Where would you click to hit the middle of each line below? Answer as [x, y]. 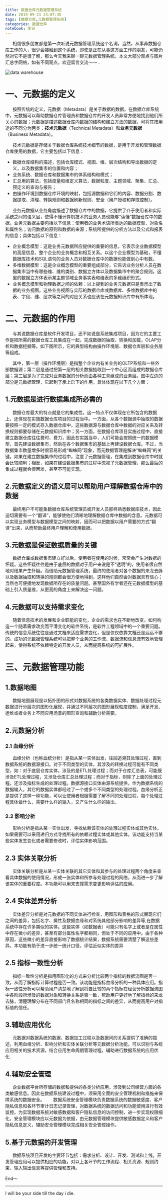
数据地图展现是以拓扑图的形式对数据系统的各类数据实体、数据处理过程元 [87, 701]
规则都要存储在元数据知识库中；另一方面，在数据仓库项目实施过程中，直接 [86, 431]
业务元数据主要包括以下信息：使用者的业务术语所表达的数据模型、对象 [86, 223]
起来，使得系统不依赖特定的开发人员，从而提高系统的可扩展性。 [71, 645]
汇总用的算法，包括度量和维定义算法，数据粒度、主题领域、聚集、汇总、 [87, 181]
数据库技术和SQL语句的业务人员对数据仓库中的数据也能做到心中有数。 [85, 259]
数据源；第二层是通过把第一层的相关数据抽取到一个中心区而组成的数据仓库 [86, 369]
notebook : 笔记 [20, 29]
